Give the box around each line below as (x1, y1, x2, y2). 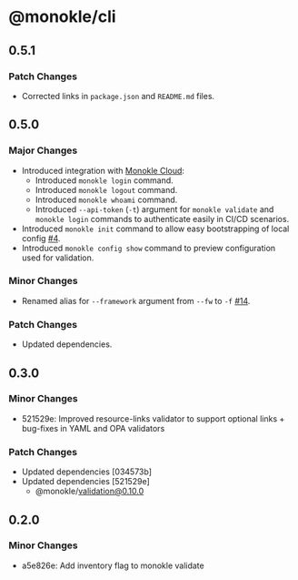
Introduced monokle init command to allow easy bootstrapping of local (21, 223, 290, 234)
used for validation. (21, 252, 94, 263)
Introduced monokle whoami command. (35, 194, 178, 205)
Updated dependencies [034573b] (21, 466, 152, 477)
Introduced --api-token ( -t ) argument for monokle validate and (35, 203, 274, 215)
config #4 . (21, 232, 61, 243)
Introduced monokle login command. (35, 175, 174, 186)
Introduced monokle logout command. (35, 184, 178, 195)
